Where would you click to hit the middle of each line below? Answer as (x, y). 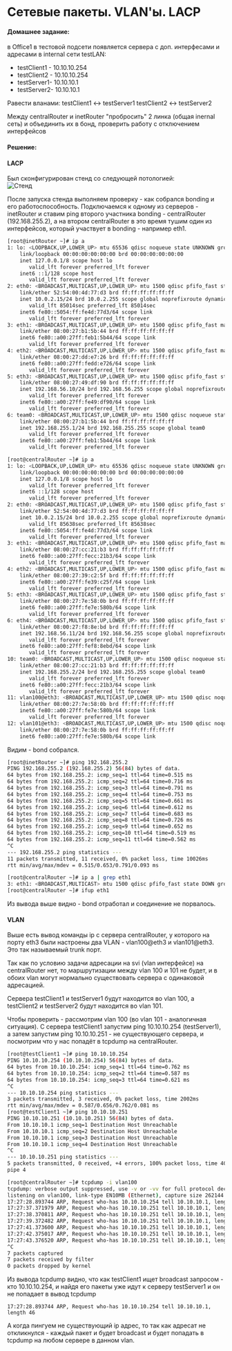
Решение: (22, 147)
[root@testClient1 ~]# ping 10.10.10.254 (68, 1054)
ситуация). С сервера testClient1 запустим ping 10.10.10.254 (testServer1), (114, 1027)
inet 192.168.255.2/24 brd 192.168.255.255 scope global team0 (113, 672)
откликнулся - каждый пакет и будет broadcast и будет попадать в (106, 1333)
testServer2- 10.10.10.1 (48, 90)
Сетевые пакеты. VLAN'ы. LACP (104, 12)
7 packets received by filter (51, 1260)
